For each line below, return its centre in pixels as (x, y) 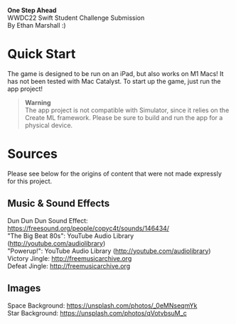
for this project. (30, 181)
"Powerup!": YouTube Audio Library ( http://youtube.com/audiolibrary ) (109, 251)
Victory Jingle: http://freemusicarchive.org (70, 258)
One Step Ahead (32, 10)
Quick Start (42, 54)
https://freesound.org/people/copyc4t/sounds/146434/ (88, 228)
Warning (38, 102)
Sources (33, 154)
